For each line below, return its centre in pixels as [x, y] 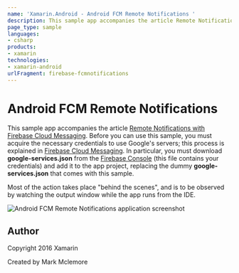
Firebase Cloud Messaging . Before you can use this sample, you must [110, 136]
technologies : [28, 60]
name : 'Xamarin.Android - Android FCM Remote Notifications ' [101, 14]
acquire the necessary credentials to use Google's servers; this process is [116, 144]
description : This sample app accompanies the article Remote [101, 21]
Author [23, 231]
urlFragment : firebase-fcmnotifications [68, 73]
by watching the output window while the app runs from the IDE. [101, 195]
